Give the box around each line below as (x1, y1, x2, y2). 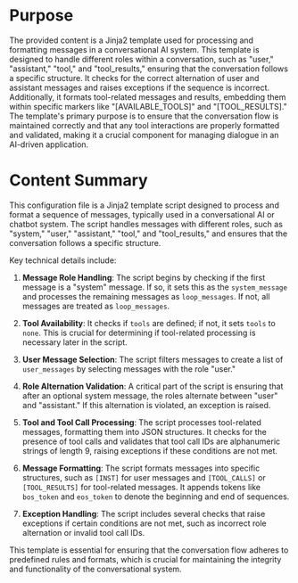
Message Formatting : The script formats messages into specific (21, 463, 261, 473)
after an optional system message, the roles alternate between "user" (21, 390, 278, 401)
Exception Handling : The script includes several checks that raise (21, 508, 266, 519)
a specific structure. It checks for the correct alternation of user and (9, 72, 260, 83)
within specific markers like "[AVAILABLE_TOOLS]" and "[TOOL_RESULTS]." (9, 101, 287, 111)
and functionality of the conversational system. (9, 563, 182, 574)
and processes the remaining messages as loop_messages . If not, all (21, 291, 270, 301)
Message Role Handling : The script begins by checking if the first (21, 272, 266, 283)
